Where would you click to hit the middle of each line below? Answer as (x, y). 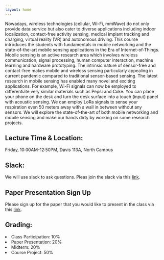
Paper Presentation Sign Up (48, 193)
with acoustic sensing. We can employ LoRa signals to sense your (71, 102)
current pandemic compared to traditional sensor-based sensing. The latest (82, 76)
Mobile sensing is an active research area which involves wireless (71, 55)
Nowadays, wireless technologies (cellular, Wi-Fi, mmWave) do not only (77, 24)
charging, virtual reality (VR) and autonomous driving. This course (71, 39)
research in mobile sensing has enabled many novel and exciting (70, 81)
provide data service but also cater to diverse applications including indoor (81, 29)
